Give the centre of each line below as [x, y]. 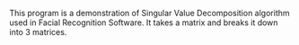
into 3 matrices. [38, 32]
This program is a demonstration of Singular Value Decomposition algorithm [149, 13]
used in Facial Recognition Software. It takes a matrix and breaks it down [144, 22]
